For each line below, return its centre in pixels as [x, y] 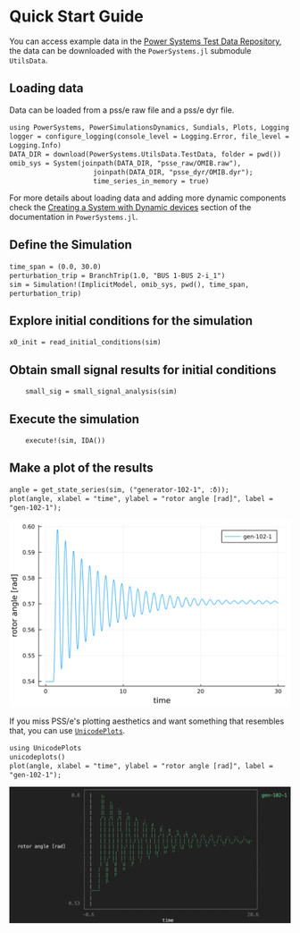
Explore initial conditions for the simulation [131, 321]
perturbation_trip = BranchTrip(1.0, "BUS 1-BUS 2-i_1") [117, 276]
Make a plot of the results [81, 468]
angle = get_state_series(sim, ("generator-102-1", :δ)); [119, 489]
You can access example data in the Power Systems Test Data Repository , [146, 41]
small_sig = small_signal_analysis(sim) [101, 392]
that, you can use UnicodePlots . [67, 731]
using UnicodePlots [46, 749]
